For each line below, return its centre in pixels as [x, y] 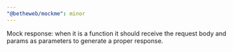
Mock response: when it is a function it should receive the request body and [116, 33]
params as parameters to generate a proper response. [85, 41]
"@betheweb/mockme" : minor [46, 14]
